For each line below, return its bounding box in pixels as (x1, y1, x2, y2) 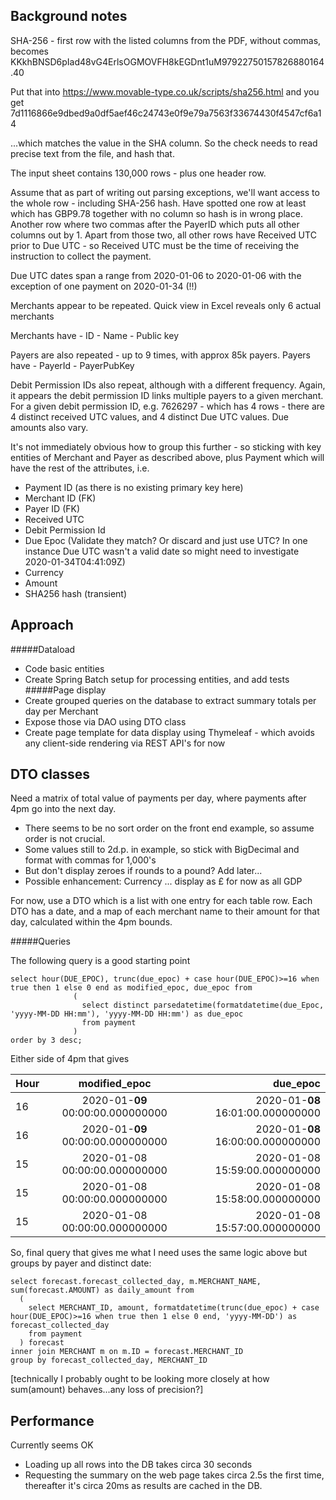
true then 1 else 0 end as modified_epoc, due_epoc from (10, 983, 253, 993)
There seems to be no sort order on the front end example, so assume (24, 822, 315, 834)
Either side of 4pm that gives (10, 1053, 130, 1065)
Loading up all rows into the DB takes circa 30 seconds (24, 1459, 253, 1471)
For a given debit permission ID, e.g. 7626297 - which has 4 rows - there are (10, 400, 326, 412)
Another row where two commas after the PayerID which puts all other (10, 218, 300, 230)
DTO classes (10, 766, 91, 783)
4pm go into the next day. (10, 803, 117, 815)
